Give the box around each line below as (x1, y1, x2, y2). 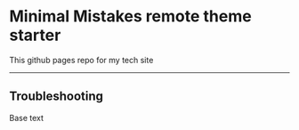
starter (9, 25, 61, 45)
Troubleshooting (9, 89, 104, 104)
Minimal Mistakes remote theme (9, 6, 252, 27)
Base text (9, 112, 44, 123)
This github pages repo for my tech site (9, 54, 154, 65)
